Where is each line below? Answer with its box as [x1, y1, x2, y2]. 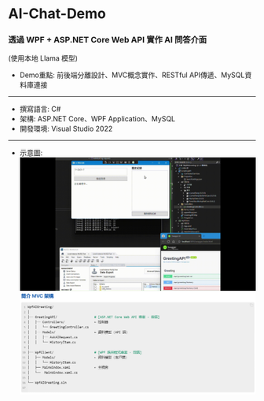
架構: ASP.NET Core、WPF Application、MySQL [19, 114, 176, 124]
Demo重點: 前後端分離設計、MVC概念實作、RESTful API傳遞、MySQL [19, 70, 245, 80]
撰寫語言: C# [19, 104, 61, 114]
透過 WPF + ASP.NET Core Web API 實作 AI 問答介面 [8, 35, 207, 46]
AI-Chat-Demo [8, 5, 106, 23]
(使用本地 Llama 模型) [8, 54, 79, 63]
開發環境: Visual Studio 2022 [19, 124, 113, 134]
